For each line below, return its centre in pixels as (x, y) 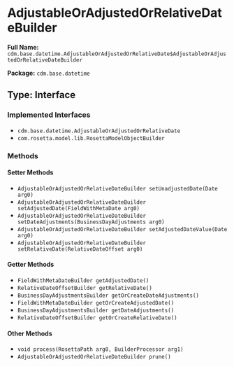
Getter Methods (31, 265)
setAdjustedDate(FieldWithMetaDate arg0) (78, 208)
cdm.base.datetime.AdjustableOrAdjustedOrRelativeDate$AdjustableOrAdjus (117, 54)
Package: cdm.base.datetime (49, 73)
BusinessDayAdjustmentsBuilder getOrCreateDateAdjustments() (108, 296)
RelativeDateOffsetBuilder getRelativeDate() (85, 288)
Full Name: (23, 47)
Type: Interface (42, 95)
